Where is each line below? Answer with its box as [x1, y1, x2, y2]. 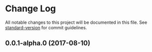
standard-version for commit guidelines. [5, 24, 87, 30]
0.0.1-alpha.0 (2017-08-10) [5, 39, 91, 48]
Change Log [5, 3, 56, 14]
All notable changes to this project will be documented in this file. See [5, 19, 148, 25]
